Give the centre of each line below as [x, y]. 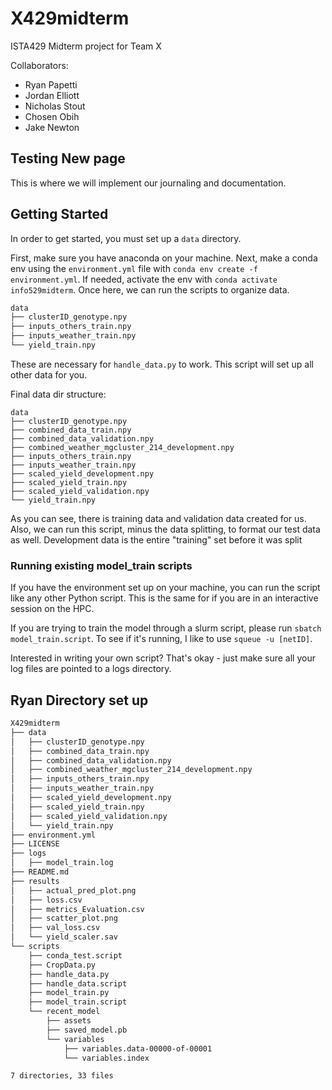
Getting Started [59, 214]
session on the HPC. [52, 609]
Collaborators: [39, 65]
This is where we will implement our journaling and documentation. [148, 183]
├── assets [69, 1021]
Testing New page [68, 158]
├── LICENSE [35, 844]
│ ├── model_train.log [62, 863]
